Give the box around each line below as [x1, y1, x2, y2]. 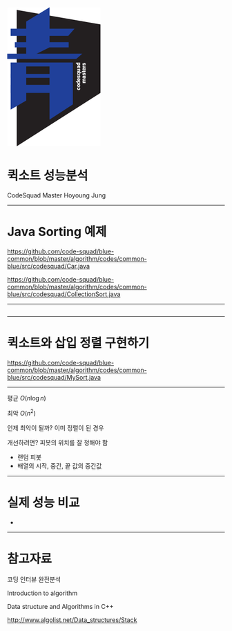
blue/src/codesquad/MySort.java [7, 373, 101, 381]
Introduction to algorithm [7, 589, 78, 597]
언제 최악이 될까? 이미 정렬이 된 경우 [7, 423, 104, 431]
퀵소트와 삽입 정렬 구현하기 [7, 336, 150, 351]
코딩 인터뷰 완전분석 [7, 575, 61, 583]
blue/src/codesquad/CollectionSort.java [7, 290, 121, 298]
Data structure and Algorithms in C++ [7, 602, 114, 610]
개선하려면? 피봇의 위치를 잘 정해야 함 [7, 438, 108, 447]
